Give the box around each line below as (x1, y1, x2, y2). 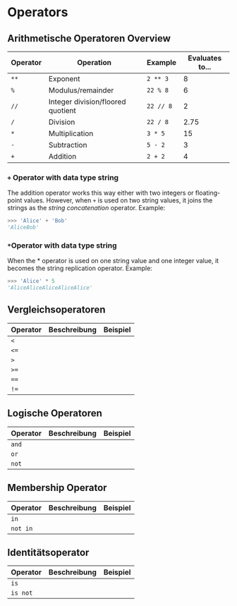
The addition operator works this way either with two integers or (7, 188, 194, 198)
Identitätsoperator (7, 546, 90, 558)
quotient (48, 106, 76, 115)
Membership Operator (7, 482, 107, 494)
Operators (7, 4, 68, 20)
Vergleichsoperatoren (7, 304, 106, 316)
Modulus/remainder (48, 85, 114, 95)
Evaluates (188, 54, 222, 63)
